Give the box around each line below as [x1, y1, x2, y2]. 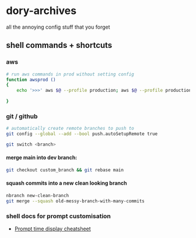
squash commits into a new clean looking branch [6, 180, 127, 187]
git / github [6, 112, 38, 120]
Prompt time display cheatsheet [14, 225, 92, 232]
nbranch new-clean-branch [6, 193, 69, 199]
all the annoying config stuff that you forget [6, 23, 110, 30]
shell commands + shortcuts [6, 40, 113, 50]
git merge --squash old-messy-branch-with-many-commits [6, 198, 145, 204]
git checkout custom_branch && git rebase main [6, 167, 124, 173]
